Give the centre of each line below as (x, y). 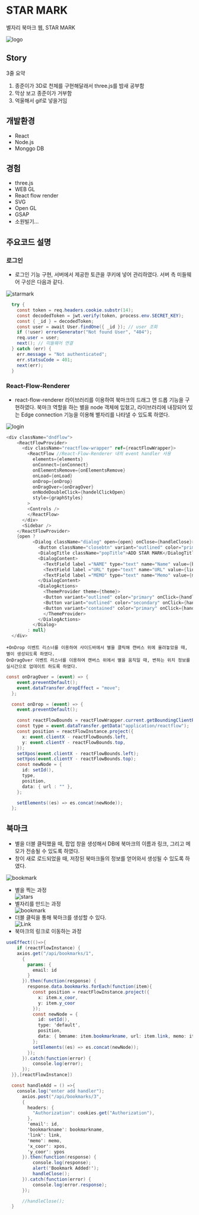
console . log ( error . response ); (70, 1185)
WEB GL (25, 189)
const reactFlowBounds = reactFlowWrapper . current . (82, 721)
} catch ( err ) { (31, 349)
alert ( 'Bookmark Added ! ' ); (66, 1168)
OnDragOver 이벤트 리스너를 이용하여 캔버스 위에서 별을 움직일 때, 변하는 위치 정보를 (98, 660)
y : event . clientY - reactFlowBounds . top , (74, 742)
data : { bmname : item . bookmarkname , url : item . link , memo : (112, 1036)
